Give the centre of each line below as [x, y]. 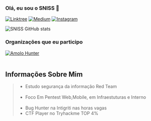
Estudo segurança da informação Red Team [71, 87]
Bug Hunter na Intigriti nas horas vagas [66, 108]
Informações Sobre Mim [44, 74]
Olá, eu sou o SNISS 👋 [32, 8]
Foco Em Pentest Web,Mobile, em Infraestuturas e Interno [86, 97]
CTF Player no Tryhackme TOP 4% [62, 113]
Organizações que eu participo [44, 42]
